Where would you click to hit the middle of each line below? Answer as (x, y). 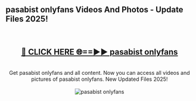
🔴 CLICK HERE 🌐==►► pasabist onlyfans (99, 52)
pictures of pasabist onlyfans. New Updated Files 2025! (99, 79)
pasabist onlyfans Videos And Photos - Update (94, 10)
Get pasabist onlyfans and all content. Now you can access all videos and (99, 72)
